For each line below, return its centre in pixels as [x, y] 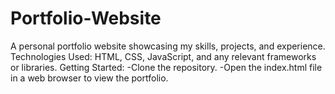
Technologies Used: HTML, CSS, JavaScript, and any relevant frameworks [163, 56]
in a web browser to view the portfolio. [89, 78]
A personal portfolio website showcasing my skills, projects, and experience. [168, 46]
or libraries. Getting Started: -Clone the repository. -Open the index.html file [166, 67]
